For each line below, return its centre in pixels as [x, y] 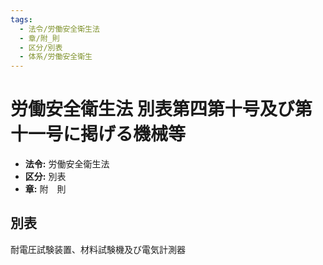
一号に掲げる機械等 [107, 134]
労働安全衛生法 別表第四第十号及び [152, 109]
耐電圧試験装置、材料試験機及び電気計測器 [98, 249]
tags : [21, 19]
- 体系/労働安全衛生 [56, 57]
